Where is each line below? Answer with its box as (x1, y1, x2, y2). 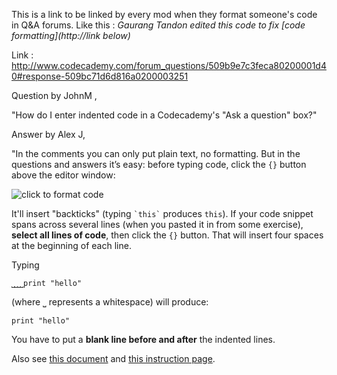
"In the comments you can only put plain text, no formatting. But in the (11, 148, 301, 159)
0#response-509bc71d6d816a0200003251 (11, 70, 189, 82)
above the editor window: (11, 169, 116, 181)
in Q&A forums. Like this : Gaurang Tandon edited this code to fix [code (11, 19, 306, 31)
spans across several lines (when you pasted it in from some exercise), (11, 219, 304, 230)
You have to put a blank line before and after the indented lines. (11, 334, 276, 345)
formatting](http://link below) (11, 30, 131, 41)
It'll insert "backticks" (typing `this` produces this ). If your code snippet (11, 208, 314, 219)
